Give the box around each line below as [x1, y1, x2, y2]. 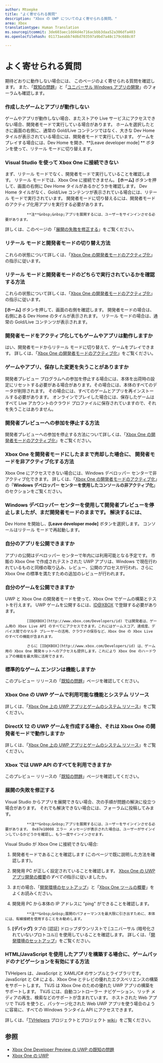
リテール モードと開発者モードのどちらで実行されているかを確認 [5, 271, 155, 278]
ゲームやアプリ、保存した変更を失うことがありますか [5, 364, 129, 371]
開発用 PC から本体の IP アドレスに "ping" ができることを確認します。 [12, 901, 152, 906]
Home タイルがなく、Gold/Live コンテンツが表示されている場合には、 [5, 189, 145, 195]
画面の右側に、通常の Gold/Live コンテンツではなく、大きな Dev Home [13, 127, 155, 134]
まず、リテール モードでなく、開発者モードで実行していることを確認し [5, 171, 147, 177]
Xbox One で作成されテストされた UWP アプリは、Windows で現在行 [14, 558, 153, 564]
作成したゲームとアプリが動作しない [5, 103, 90, 110]
